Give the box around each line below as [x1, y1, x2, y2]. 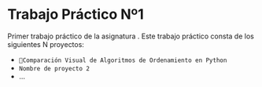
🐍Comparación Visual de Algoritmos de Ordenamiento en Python [18, 56, 227, 64]
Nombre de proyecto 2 [18, 64, 90, 72]
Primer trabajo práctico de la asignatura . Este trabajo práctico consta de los [7, 31, 255, 41]
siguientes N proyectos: [7, 39, 84, 49]
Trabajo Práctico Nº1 [7, 5, 145, 24]
